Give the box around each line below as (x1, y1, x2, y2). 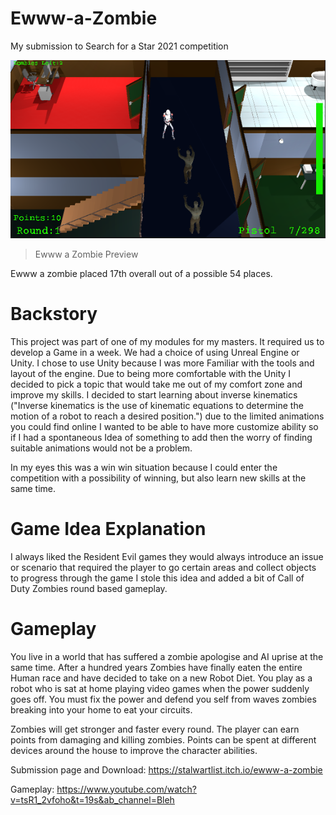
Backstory (10, 303, 98, 326)
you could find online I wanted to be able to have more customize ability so (10, 420, 319, 432)
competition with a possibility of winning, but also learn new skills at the (10, 472, 307, 484)
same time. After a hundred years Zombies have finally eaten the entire (10, 661, 303, 673)
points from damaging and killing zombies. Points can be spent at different (10, 733, 317, 746)
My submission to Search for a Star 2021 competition (10, 40, 229, 52)
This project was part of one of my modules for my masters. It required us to (10, 335, 325, 347)
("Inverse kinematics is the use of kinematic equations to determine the (10, 399, 304, 411)
